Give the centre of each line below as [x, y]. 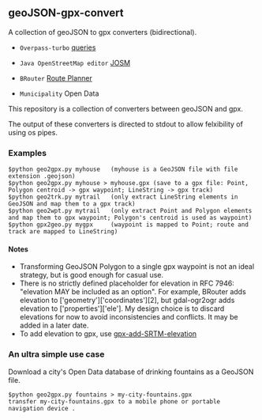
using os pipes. [33, 132]
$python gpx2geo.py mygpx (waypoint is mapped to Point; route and [128, 225]
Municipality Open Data [59, 93]
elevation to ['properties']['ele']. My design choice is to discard [122, 308]
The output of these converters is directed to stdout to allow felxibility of [125, 124]
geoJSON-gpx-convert [66, 13]
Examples [28, 153]
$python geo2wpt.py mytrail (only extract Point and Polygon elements [130, 211]
